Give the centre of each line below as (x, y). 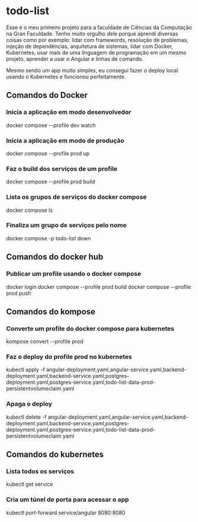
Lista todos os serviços (40, 472)
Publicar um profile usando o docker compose (74, 274)
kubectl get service (30, 484)
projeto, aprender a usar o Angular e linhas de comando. (75, 59)
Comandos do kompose (51, 312)
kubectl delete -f (27, 417)
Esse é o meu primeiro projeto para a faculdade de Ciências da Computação (99, 27)
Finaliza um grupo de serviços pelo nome (66, 225)
